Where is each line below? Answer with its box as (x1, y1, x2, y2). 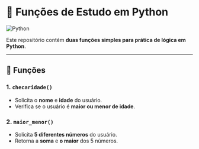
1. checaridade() (6, 83, 53, 91)
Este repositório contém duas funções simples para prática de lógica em (6, 36, 187, 43)
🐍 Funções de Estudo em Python (6, 5, 169, 19)
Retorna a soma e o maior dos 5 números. (14, 137, 118, 144)
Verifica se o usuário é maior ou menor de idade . (14, 103, 135, 110)
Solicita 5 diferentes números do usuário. (14, 131, 117, 138)
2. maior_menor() (6, 118, 54, 126)
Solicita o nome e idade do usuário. (14, 96, 102, 103)
